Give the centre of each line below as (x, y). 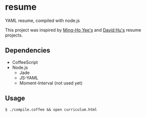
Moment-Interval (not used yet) (51, 83)
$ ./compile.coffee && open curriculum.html (51, 109)
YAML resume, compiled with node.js (42, 20)
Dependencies (28, 50)
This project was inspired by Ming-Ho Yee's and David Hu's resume (73, 30)
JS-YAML (29, 78)
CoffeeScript (25, 62)
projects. (14, 35)
